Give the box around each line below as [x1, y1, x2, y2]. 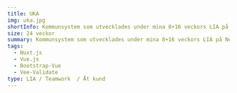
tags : [7, 43, 23, 50]
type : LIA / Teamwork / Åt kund [7, 75, 106, 83]
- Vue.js [13, 56, 39, 63]
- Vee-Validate [13, 69, 59, 76]
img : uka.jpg [7, 17, 46, 24]
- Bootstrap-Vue [13, 62, 61, 69]
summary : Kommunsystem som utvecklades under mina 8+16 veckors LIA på [7, 36, 222, 43]
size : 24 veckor [7, 29, 55, 37]
